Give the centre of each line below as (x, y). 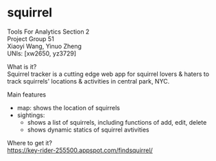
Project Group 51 (31, 38)
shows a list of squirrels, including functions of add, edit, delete (117, 122)
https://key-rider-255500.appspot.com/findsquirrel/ (80, 150)
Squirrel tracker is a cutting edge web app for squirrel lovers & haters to (108, 74)
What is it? (22, 66)
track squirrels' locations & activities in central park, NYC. (88, 81)
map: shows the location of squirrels (68, 108)
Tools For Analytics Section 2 (48, 32)
